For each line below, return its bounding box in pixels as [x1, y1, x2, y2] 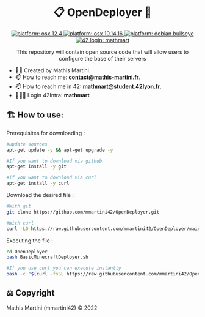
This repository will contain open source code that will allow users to [16, 48, 189, 56]
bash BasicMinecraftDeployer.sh [6, 254, 88, 261]
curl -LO [6, 225, 29, 232]
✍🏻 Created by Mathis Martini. [15, 66, 91, 74]
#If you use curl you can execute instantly [6, 265, 121, 272]
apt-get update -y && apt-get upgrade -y [6, 147, 113, 153]
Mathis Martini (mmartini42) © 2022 [6, 304, 98, 311]
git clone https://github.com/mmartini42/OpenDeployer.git [6, 209, 160, 215]
